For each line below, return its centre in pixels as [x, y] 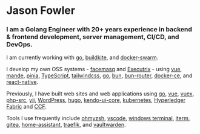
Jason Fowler [41, 11]
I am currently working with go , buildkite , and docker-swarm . [82, 57]
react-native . [22, 82]
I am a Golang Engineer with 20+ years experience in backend [99, 30]
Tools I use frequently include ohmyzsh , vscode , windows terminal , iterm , [98, 118]
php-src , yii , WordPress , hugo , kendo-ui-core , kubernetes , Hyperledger [96, 100]
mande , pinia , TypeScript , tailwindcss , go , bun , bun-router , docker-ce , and [99, 75]
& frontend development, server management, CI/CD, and [93, 37]
